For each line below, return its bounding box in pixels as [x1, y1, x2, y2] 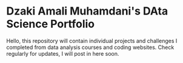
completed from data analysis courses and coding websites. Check [6, 44, 175, 51]
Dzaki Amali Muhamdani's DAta [6, 4, 168, 18]
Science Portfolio [6, 17, 95, 31]
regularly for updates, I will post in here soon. [6, 50, 119, 57]
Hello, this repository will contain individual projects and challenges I [6, 37, 178, 44]
